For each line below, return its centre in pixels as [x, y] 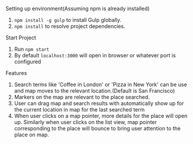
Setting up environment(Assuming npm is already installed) [78, 9]
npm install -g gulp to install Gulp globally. [68, 20]
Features [16, 73]
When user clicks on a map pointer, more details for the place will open [101, 116]
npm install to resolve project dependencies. [70, 26]
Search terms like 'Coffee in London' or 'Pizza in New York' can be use [100, 84]
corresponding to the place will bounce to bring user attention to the [97, 128]
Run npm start [32, 49]
